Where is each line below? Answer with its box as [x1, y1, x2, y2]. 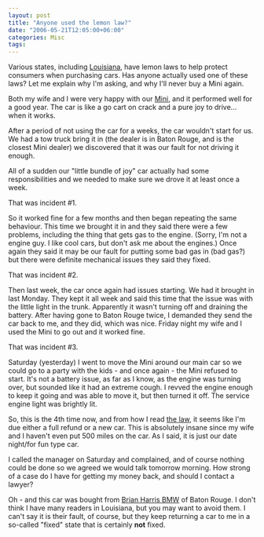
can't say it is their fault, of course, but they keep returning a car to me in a [8, 512, 251, 521]
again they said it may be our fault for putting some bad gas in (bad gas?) [8, 247, 246, 256]
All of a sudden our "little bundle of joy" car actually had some [8, 166, 210, 176]
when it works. [8, 111, 57, 120]
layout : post [8, 11, 51, 20]
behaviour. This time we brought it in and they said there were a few [8, 221, 228, 232]
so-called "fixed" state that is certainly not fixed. [8, 520, 166, 530]
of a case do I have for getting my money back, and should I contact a [8, 472, 235, 481]
